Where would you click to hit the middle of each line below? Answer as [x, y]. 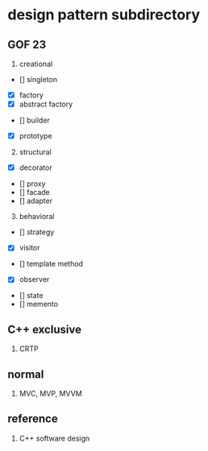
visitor [29, 248]
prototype [36, 136]
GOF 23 [27, 45]
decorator [36, 168]
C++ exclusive [45, 329]
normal [26, 374]
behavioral [37, 217]
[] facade [34, 192]
